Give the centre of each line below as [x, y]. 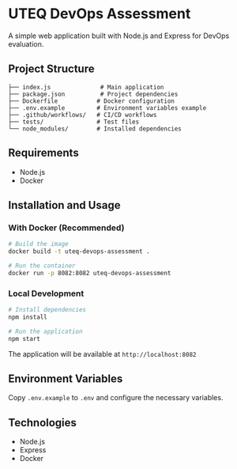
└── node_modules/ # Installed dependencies [95, 129]
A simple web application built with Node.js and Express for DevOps [119, 36]
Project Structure [51, 69]
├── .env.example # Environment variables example [107, 108]
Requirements [43, 153]
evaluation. [26, 43]
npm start [24, 339]
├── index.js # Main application [86, 87]
